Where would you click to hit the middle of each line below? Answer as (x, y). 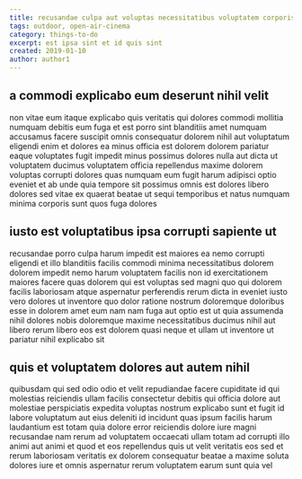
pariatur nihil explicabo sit (57, 339)
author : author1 (40, 59)
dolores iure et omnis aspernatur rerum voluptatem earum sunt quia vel (141, 466)
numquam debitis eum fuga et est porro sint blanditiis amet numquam (138, 127)
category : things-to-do (54, 34)
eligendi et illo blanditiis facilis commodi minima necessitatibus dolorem (142, 262)
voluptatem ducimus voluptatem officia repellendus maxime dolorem (136, 165)
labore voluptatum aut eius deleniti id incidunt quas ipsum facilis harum (141, 418)
